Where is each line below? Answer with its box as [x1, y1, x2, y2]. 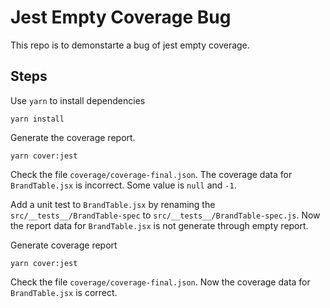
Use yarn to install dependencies [10, 94, 146, 106]
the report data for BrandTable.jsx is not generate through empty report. [10, 219, 309, 231]
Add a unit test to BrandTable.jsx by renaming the [10, 198, 216, 210]
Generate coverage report [10, 239, 118, 251]
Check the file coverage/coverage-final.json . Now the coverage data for [10, 276, 311, 288]
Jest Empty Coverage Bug [10, 6, 232, 29]
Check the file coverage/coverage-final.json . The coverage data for [10, 168, 293, 180]
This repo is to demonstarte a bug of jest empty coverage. [10, 39, 250, 51]
